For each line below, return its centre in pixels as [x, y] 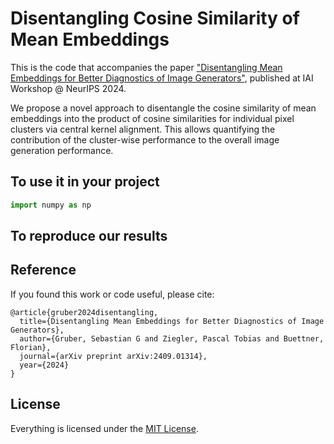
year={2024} [44, 365]
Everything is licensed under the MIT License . [104, 428]
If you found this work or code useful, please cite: [112, 294]
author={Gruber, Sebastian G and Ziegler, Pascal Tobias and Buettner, [172, 338]
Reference [43, 270]
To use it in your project [85, 182]
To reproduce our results [89, 236]
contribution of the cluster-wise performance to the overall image [145, 139]
